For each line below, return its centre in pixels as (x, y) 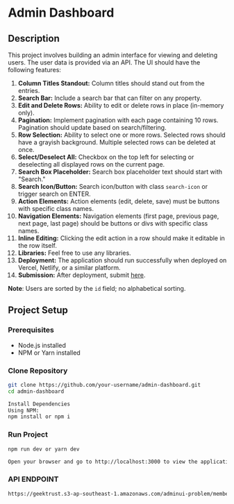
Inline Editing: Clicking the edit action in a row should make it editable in (121, 238)
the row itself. (37, 245)
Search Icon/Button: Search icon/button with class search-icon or (112, 186)
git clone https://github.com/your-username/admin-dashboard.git (104, 385)
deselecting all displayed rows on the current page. (91, 164)
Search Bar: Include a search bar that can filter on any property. (110, 98)
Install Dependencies (39, 404)
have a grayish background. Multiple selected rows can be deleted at (117, 142)
